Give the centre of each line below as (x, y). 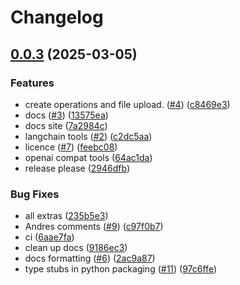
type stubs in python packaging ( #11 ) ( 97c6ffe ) (121, 269)
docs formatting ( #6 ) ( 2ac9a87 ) (90, 258)
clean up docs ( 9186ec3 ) (76, 248)
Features (32, 83)
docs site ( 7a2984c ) (66, 125)
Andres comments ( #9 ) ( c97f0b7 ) (94, 227)
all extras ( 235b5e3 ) (66, 216)
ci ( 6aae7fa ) (49, 237)
